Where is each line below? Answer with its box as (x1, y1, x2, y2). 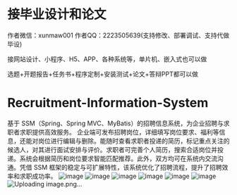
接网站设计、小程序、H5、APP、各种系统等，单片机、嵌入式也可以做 (7, 54, 207, 63)
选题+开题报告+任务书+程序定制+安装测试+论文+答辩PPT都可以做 (7, 70, 199, 78)
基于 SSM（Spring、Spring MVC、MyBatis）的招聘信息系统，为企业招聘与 (7, 119, 224, 127)
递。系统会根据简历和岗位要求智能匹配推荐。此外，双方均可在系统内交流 (7, 154, 217, 163)
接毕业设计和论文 (7, 6, 107, 23)
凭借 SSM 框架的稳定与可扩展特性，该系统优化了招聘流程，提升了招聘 (19, 163, 222, 171)
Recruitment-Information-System (7, 95, 209, 111)
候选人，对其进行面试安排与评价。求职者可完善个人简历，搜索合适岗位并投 (7, 145, 224, 153)
